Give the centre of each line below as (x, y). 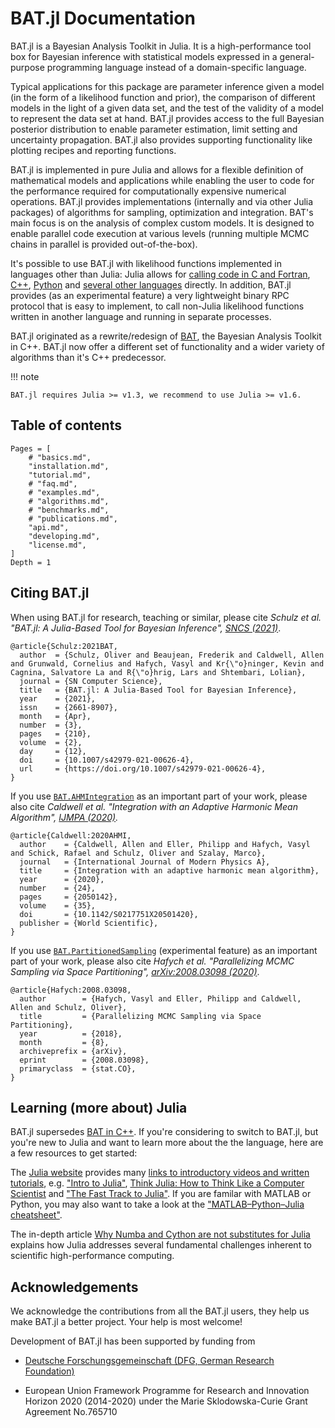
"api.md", (49, 527)
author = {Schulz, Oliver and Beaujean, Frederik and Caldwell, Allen (172, 655)
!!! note (25, 376)
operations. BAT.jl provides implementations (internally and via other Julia (162, 201)
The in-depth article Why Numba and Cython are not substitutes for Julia (160, 1234)
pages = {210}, (55, 733)
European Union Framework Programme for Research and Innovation (167, 1391)
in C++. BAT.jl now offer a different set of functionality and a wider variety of (167, 346)
